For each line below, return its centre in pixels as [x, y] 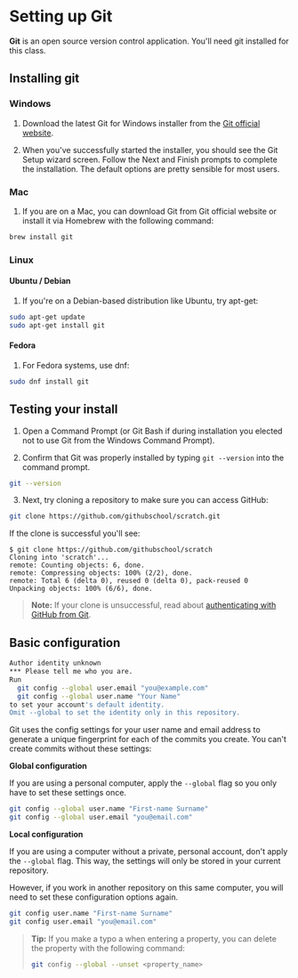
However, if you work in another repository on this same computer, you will [146, 888]
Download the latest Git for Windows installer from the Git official [141, 123]
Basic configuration [65, 643]
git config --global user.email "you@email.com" [101, 817]
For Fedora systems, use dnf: [76, 365]
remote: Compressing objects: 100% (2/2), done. [101, 573]
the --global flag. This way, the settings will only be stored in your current [145, 861]
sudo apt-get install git [57, 325]
